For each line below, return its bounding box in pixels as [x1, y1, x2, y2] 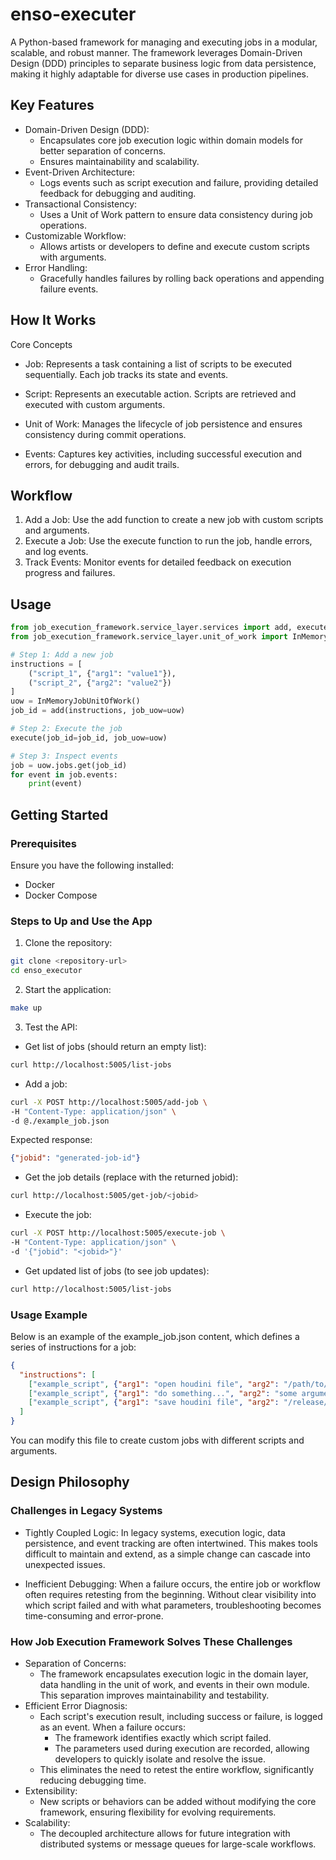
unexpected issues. [24, 1558, 106, 1570]
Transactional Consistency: [24, 198, 138, 210]
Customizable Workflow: [24, 229, 127, 242]
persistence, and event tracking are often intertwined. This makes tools [24, 1537, 318, 1549]
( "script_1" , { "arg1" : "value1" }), [28, 668, 177, 678]
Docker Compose [24, 889, 98, 901]
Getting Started [10, 806, 109, 823]
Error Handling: [24, 261, 88, 273]
